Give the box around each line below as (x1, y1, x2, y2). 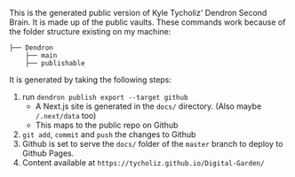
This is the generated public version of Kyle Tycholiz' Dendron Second (9, 8, 267, 18)
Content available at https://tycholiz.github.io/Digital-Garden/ (21, 158, 265, 167)
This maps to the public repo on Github (35, 119, 179, 130)
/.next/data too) (35, 111, 97, 120)
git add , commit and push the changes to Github (21, 129, 196, 140)
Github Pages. (21, 148, 75, 158)
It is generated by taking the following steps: (9, 74, 171, 85)
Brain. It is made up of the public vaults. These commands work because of (9, 17, 286, 27)
